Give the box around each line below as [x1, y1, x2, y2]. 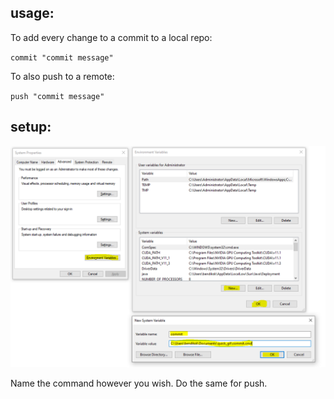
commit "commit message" [10, 52, 114, 63]
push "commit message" [10, 91, 105, 101]
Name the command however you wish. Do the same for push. [10, 377, 268, 389]
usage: [10, 5, 55, 22]
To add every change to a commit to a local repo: [10, 31, 213, 43]
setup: [10, 119, 52, 136]
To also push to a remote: [10, 70, 115, 82]
